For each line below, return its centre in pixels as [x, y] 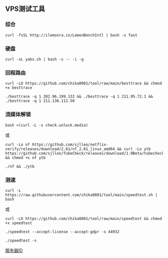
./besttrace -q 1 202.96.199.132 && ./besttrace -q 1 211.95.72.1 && [79, 96]
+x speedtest [19, 223]
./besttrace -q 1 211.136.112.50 [40, 101]
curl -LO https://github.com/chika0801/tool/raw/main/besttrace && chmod [84, 83]
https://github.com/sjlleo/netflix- [70, 144]
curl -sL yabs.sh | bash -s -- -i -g [44, 59]
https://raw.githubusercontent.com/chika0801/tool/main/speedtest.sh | [81, 195]
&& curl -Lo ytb [134, 149]
